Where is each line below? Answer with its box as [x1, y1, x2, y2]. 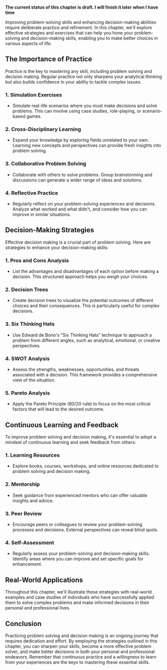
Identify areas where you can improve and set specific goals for [12, 556, 144, 562]
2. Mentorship [5, 481, 40, 488]
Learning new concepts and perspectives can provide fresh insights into [12, 142, 161, 148]
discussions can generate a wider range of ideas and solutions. [12, 177, 143, 183]
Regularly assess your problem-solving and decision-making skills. [12, 550, 151, 556]
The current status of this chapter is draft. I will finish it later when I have [5, 4, 159, 10]
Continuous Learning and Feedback [5, 420, 119, 429]
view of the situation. [12, 377, 56, 383]
